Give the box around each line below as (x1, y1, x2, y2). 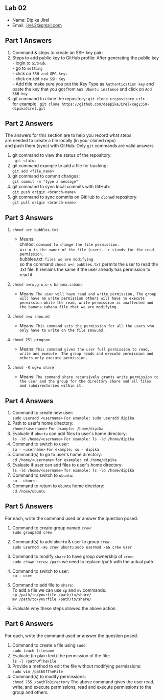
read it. (19, 272, 34, 278)
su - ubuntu (12, 479, 37, 484)
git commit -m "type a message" (12, 179, 78, 184)
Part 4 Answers (5, 397, 54, 405)
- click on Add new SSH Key (12, 76, 66, 82)
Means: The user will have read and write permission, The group (19, 291, 157, 297)
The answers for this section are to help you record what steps (5, 132, 132, 138)
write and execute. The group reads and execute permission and (19, 351, 154, 356)
